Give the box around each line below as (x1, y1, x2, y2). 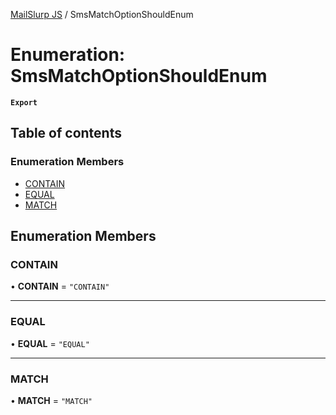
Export (10, 97, 38, 108)
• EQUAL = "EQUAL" (10, 337, 90, 349)
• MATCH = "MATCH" (10, 394, 93, 406)
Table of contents (10, 125, 122, 142)
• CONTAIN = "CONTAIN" (10, 280, 110, 293)
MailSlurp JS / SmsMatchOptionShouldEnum (10, 9, 194, 20)
